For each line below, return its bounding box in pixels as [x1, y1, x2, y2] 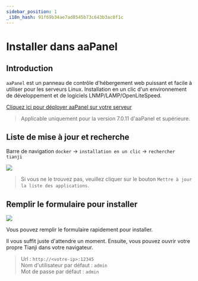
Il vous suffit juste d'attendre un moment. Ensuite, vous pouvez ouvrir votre [6, 238, 190, 245]
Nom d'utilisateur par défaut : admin [20, 262, 108, 269]
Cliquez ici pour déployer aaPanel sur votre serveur [6, 103, 132, 110]
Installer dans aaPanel [6, 40, 118, 53]
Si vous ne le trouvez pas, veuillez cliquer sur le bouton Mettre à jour [20, 176, 192, 183]
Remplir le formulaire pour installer [6, 199, 138, 209]
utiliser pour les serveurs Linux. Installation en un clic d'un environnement [6, 86, 187, 93]
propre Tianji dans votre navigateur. [6, 244, 93, 251]
